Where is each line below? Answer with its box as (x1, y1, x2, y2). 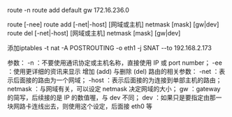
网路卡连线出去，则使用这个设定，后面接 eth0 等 (13, 102, 152, 110)
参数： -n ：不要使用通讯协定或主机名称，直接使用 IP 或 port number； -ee (7, 58, 222, 67)
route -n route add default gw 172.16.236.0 (7, 6, 129, 14)
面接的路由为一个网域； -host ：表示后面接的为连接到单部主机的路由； (19, 76, 222, 84)
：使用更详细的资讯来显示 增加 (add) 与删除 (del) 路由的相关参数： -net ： (7, 68, 219, 75)
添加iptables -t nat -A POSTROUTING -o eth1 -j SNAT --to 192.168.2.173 (7, 44, 212, 52)
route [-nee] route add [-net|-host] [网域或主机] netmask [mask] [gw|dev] (7, 20, 219, 29)
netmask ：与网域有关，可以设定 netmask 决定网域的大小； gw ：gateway (7, 85, 221, 93)
